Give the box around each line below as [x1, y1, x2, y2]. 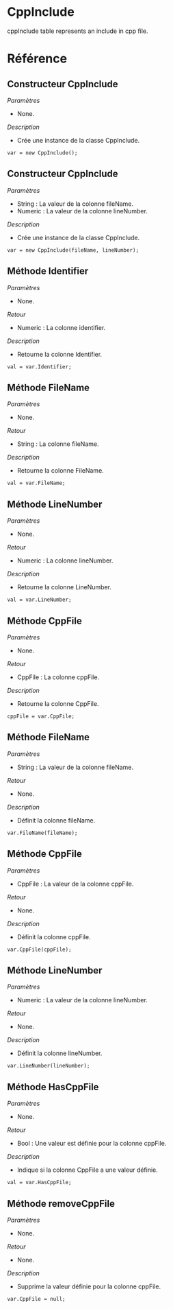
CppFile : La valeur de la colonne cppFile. [16, 880, 134, 888]
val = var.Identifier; [7, 363, 72, 370]
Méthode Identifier [7, 266, 89, 277]
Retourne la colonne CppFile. [16, 700, 99, 707]
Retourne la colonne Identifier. [16, 350, 103, 358]
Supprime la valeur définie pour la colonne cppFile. [16, 1282, 161, 1290]
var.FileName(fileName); [7, 829, 78, 836]
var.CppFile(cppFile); [7, 946, 72, 953]
